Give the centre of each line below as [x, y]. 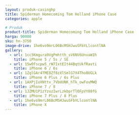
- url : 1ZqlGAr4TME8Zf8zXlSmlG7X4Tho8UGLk [53, 73]
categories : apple [24, 19]
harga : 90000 [18, 37]
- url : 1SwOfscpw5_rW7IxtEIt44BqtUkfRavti [53, 64]
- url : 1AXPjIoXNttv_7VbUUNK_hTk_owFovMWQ [53, 82]
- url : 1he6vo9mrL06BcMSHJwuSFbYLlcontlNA [53, 100]
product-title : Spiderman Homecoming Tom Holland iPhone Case [69, 32]
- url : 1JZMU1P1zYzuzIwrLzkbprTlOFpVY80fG [53, 91]
